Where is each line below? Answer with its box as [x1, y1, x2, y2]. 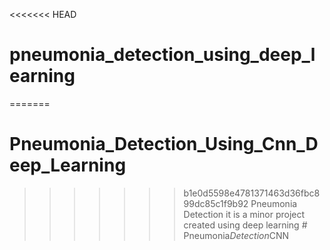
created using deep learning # [183, 219, 308, 231]
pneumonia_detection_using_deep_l [9, 44, 316, 66]
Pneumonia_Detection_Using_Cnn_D [9, 133, 319, 156]
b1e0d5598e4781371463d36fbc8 [183, 187, 321, 199]
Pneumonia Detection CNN [183, 229, 290, 241]
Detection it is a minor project [183, 208, 306, 220]
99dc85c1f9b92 [183, 197, 249, 209]
